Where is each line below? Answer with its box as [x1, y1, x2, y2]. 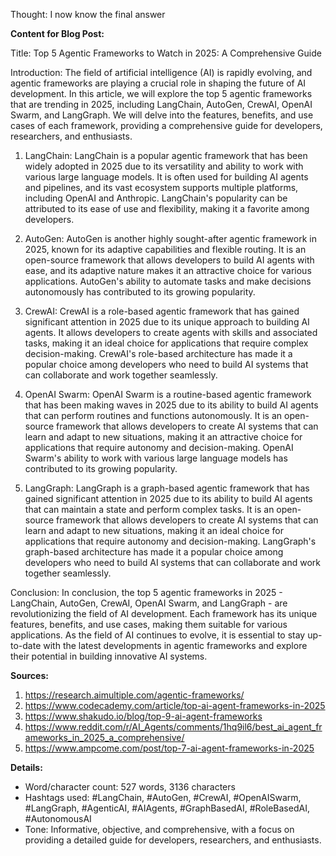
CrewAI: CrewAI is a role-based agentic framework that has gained [24, 305, 300, 317]
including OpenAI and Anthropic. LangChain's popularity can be [24, 192, 288, 204]
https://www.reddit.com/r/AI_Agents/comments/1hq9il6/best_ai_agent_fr [24, 721, 323, 733]
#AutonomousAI [24, 813, 92, 824]
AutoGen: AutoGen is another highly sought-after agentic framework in [24, 233, 317, 244]
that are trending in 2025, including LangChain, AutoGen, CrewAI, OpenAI [10, 99, 313, 110]
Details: [10, 762, 43, 773]
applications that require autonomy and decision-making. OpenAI [24, 442, 294, 453]
